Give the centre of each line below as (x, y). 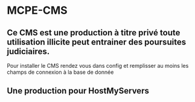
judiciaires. (28, 51)
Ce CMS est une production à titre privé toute (94, 33)
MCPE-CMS (37, 10)
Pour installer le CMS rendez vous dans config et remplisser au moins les (98, 66)
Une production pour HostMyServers (78, 91)
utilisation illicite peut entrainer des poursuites (97, 42)
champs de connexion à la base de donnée (60, 72)
